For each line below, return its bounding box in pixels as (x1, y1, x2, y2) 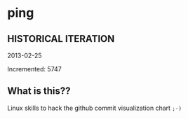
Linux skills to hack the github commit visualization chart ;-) (7, 104, 182, 112)
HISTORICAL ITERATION (7, 33, 115, 45)
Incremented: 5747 (7, 65, 62, 73)
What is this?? (7, 85, 71, 97)
